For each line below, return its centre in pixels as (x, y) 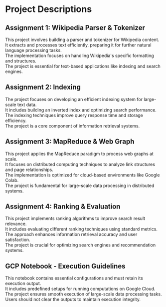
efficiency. (16, 120)
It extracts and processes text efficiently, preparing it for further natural (78, 45)
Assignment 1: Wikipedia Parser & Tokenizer (75, 28)
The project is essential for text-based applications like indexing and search (83, 66)
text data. (27, 104)
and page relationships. (29, 169)
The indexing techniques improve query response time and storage (74, 115)
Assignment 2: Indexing (43, 87)
